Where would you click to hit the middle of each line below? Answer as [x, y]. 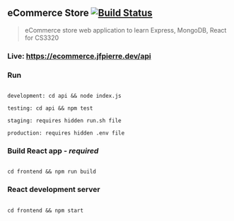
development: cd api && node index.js [64, 96]
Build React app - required [53, 151]
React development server [54, 190]
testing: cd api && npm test [50, 108]
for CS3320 [42, 38]
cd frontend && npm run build [52, 172]
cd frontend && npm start [45, 210]
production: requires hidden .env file [66, 133]
